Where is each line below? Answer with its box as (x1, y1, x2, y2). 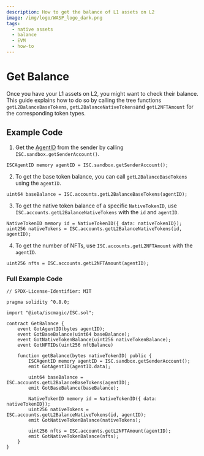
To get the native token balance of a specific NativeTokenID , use (15, 202, 178, 209)
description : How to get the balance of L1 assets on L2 (6, 9, 155, 15)
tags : (6, 20, 20, 26)
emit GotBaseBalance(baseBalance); (28, 385, 119, 391)
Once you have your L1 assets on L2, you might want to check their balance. (6, 90, 198, 97)
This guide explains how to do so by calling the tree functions (6, 96, 162, 104)
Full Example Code (6, 274, 63, 283)
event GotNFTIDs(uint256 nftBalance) (17, 342, 114, 348)
